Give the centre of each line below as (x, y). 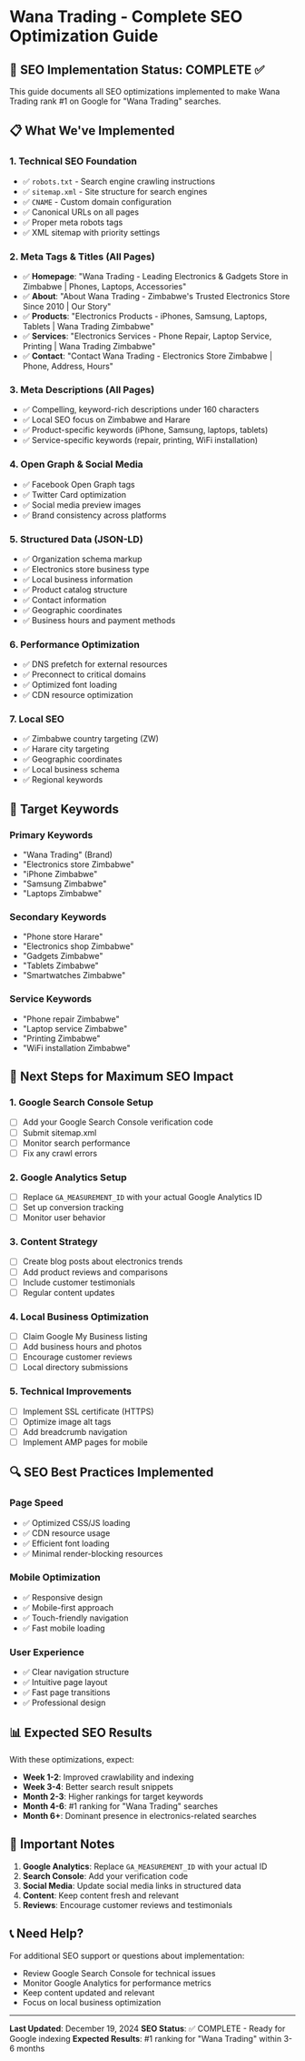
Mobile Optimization (55, 1578)
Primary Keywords (51, 834)
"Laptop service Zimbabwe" (75, 1028)
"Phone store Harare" (63, 937)
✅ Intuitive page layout (65, 1682)
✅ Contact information (64, 600)
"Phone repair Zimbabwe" (71, 1019)
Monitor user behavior (64, 1217)
